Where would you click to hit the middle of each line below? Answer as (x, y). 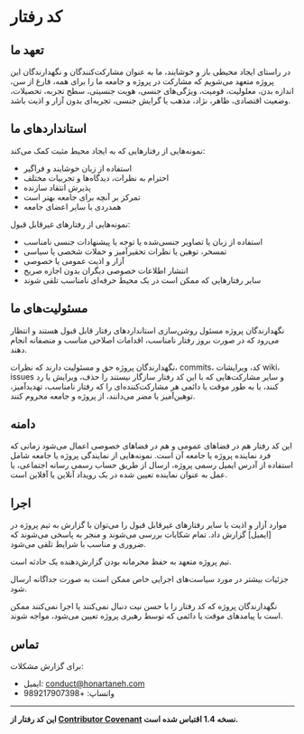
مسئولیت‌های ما (49, 309)
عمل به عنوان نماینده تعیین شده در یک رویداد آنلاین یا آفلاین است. (119, 475)
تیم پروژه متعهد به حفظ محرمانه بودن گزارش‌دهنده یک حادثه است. (121, 561)
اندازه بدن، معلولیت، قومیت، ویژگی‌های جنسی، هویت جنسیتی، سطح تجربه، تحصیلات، (152, 91)
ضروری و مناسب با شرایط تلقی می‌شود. (78, 544)
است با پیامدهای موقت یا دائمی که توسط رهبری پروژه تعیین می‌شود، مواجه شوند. (147, 616)
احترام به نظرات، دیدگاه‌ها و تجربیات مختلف (96, 177)
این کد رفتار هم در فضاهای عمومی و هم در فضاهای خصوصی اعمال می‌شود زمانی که (151, 446)
